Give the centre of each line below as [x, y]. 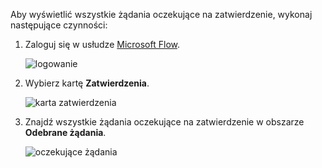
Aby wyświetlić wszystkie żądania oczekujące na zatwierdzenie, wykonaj [161, 14]
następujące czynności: [59, 25]
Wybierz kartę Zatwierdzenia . [87, 83]
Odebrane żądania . [65, 132]
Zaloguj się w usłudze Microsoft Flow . [102, 44]
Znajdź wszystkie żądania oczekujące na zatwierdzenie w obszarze [164, 122]
